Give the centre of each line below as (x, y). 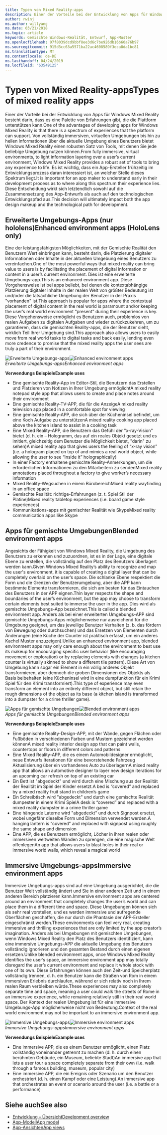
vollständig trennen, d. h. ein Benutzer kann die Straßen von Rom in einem (81, 975)
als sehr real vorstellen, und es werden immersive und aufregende (73, 912)
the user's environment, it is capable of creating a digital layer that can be (81, 572)
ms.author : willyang (27, 24)
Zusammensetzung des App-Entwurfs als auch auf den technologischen (79, 194)
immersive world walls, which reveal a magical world (66, 850)
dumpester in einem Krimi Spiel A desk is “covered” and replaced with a (85, 802)
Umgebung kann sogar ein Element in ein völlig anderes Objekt (70, 667)
